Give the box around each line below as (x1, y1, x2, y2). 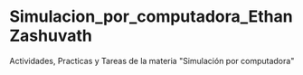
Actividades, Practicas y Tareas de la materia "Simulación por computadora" (9, 55, 295, 66)
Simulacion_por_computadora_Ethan (9, 6, 293, 27)
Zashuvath (9, 25, 92, 46)
